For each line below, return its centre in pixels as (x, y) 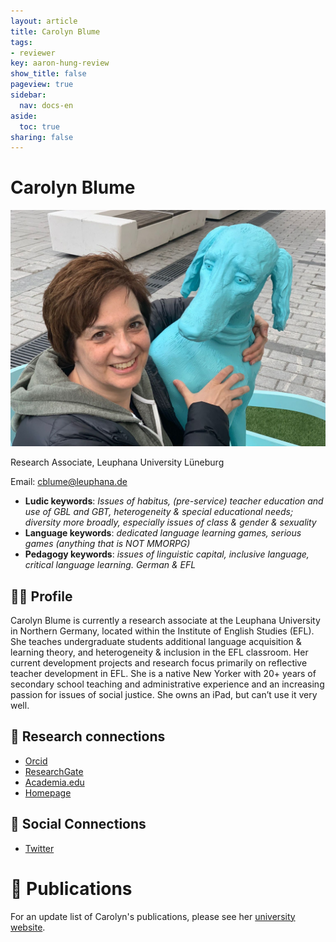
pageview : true (42, 85)
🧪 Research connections (88, 736)
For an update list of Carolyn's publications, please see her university (153, 916)
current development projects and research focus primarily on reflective (159, 663)
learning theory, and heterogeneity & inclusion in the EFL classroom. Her (159, 652)
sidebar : (28, 95)
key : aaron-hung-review (60, 63)
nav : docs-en (46, 105)
